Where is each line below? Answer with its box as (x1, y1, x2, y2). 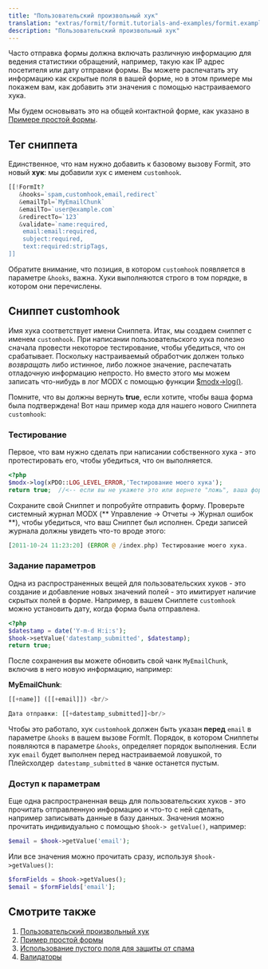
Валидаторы (19, 951, 62, 961)
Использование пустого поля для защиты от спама (19, 943, 195, 953)
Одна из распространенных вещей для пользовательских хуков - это (8, 578, 246, 588)
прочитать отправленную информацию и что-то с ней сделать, (8, 804, 225, 815)
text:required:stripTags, (22, 243, 109, 251)
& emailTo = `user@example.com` (18, 205, 116, 213)
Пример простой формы (19, 935, 104, 944)
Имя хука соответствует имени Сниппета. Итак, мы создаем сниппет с (8, 325, 253, 336)
